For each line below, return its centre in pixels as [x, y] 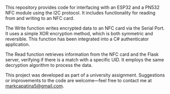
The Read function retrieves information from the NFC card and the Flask [82, 54]
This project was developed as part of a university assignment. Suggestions [85, 75]
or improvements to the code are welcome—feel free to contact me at [79, 80]
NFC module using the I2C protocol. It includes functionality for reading [80, 13]
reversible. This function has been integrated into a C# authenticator [77, 39]
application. [18, 44]
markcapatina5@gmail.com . [35, 86]
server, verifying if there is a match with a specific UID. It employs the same [85, 60]
